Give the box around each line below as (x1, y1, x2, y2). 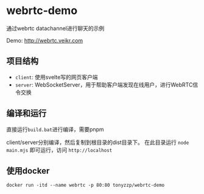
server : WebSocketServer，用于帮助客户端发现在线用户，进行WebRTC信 (15, 81, 199, 88)
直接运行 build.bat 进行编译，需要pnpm (6, 126, 105, 133)
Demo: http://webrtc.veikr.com (6, 37, 83, 44)
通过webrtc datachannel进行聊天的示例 (6, 24, 105, 32)
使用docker (6, 165, 50, 176)
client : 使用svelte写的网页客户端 (15, 73, 99, 81)
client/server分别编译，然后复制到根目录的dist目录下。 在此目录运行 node (6, 138, 189, 146)
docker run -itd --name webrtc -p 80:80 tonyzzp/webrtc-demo (6, 182, 165, 189)
